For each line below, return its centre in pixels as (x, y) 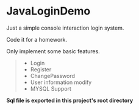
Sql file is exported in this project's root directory (70, 100)
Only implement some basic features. (53, 51)
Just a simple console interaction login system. (65, 28)
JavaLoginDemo (48, 11)
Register (41, 69)
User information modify (61, 82)
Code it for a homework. (37, 39)
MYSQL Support (51, 88)
